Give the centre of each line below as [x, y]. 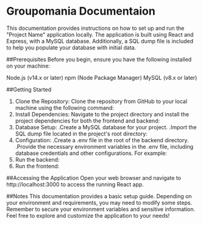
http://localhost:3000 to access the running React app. [75, 184]
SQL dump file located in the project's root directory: [81, 134]
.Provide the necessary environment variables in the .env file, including [104, 146]
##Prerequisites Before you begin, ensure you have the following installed [99, 59]
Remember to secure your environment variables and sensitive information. [101, 209]
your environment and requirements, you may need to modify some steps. [99, 202]
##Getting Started [29, 89]
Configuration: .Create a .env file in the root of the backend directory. [102, 140]
